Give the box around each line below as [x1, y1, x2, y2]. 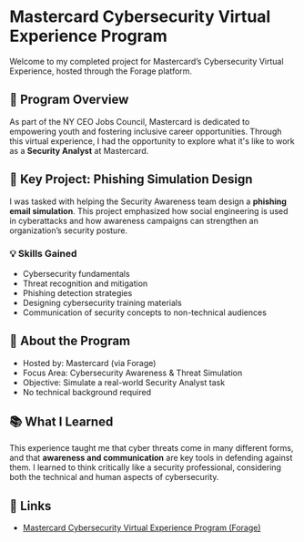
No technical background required [22, 386, 152, 397]
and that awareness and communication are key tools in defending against [9, 453, 293, 464]
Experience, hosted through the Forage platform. [9, 66, 193, 77]
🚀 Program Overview [9, 92, 129, 107]
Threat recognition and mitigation [22, 278, 148, 289]
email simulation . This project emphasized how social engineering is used [9, 205, 289, 216]
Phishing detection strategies [22, 287, 133, 298]
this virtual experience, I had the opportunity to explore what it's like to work [9, 135, 296, 147]
